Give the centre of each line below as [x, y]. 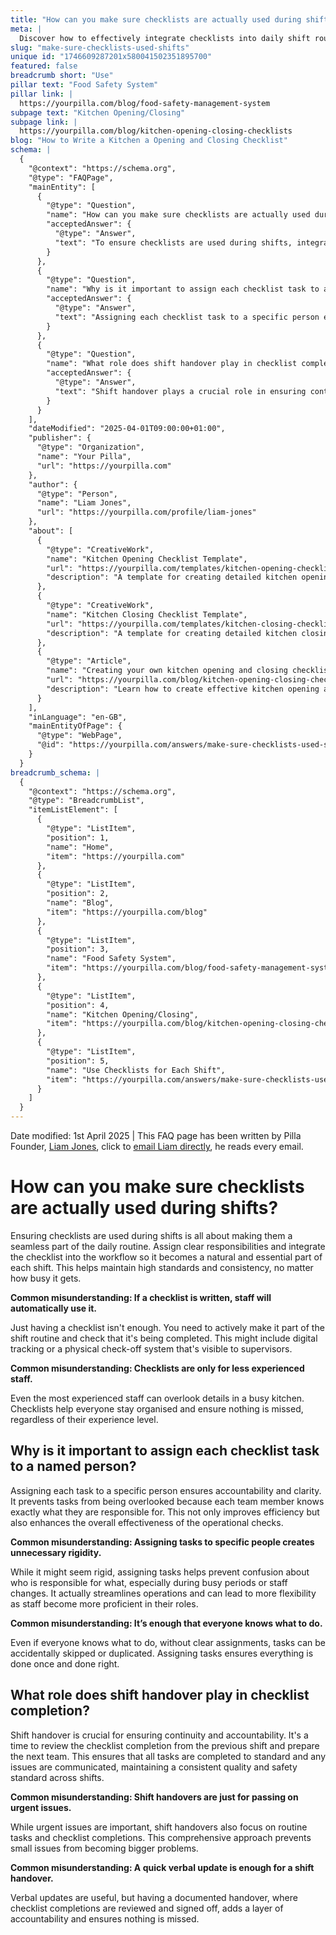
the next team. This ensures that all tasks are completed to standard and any [168, 1756]
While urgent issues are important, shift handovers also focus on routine [159, 1827]
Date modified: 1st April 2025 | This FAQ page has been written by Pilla [156, 1135]
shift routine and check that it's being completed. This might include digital [164, 1338]
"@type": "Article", [89, 661]
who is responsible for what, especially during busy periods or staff [149, 1582]
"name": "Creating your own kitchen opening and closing [167, 671]
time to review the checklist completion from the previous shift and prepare [165, 1745]
